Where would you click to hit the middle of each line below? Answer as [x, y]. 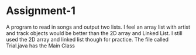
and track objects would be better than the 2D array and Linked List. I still [94, 33]
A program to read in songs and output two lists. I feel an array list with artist [98, 27]
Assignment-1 [41, 11]
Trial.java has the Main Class [40, 46]
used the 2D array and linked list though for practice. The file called [87, 39]
